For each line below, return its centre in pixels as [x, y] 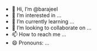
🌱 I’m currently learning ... [43, 21]
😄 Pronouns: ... [31, 43]
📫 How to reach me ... [39, 34]
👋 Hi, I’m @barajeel [35, 9]
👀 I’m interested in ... [36, 15]
